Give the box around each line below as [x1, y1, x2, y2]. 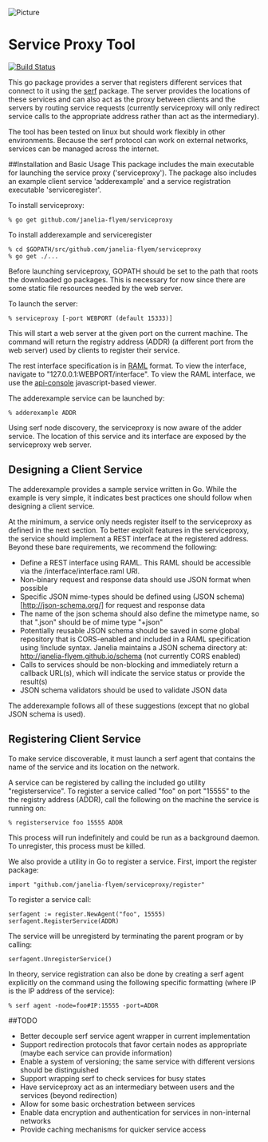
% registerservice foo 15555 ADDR [8, 818, 124, 827]
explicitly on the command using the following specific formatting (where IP [8, 977, 257, 987]
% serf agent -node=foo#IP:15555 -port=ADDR [8, 1001, 159, 1009]
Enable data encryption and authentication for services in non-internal [19, 1108, 251, 1117]
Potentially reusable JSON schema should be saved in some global [19, 625, 240, 635]
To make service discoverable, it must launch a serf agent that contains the [8, 753, 255, 763]
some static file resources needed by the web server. [8, 283, 183, 293]
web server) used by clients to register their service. [8, 345, 180, 355]
